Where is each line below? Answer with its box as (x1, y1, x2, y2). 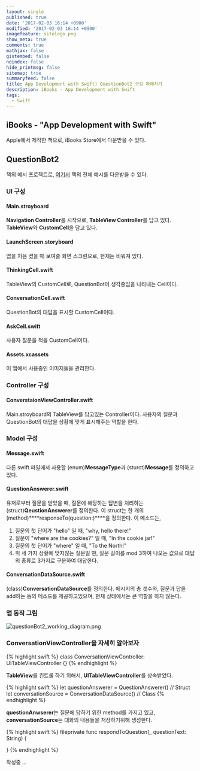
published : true (6, 14, 47, 20)
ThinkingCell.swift (6, 266, 53, 274)
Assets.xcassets (6, 351, 49, 358)
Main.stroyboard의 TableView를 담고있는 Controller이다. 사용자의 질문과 (6, 411, 178, 418)
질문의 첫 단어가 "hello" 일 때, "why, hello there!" (14, 527, 132, 534)
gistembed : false (6, 53, 50, 59)
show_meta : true (6, 37, 47, 43)
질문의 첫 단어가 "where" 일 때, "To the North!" (14, 542, 127, 549)
